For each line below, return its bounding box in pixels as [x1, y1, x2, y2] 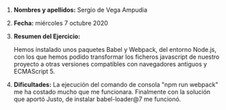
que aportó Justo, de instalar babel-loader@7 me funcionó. [13, 95, 181, 103]
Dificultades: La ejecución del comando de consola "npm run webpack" [13, 81, 218, 88]
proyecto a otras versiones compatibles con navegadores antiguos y [13, 60, 208, 68]
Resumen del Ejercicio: [13, 32, 81, 40]
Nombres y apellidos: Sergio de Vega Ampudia [13, 6, 148, 14]
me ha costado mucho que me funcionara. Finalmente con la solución [13, 88, 211, 96]
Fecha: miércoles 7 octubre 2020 [13, 19, 108, 27]
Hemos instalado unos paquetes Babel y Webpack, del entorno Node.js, [13, 46, 217, 53]
